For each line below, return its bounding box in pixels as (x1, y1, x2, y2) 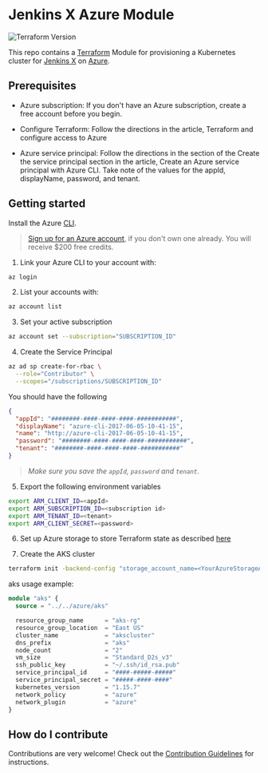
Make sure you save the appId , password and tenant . (27, 466, 199, 476)
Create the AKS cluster (19, 549, 96, 559)
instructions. (8, 757, 49, 767)
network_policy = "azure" (15, 691, 137, 699)
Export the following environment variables (19, 482, 161, 491)
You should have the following (8, 391, 108, 401)
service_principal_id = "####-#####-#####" (15, 668, 177, 676)
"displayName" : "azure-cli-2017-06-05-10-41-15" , (15, 422, 183, 430)
